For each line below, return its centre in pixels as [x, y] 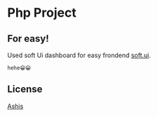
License [25, 89]
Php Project [42, 13]
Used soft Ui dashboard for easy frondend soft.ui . [79, 55]
